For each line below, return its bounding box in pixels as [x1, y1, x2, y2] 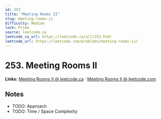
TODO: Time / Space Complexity [12, 108, 78, 114]
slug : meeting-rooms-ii [5, 16, 54, 21]
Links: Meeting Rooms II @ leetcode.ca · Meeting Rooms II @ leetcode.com [5, 76, 156, 82]
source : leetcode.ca [5, 30, 47, 35]
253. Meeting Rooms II [5, 59, 97, 71]
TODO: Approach [12, 103, 47, 109]
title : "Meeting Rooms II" [5, 12, 60, 17]
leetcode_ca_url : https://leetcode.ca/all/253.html [5, 35, 112, 40]
